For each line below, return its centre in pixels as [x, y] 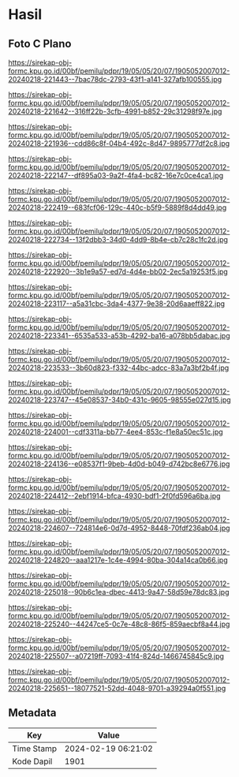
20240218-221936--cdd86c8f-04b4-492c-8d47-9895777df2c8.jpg [119, 143]
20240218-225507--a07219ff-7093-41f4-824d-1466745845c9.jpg [116, 656]
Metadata [32, 713]
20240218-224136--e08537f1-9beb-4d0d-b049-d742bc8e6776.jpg [119, 464]
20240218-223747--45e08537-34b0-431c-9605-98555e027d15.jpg [119, 400]
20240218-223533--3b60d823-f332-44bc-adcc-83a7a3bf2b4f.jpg [119, 368]
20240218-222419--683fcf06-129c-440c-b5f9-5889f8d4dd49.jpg [118, 207]
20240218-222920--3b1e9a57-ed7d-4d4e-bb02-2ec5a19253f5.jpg [118, 271]
